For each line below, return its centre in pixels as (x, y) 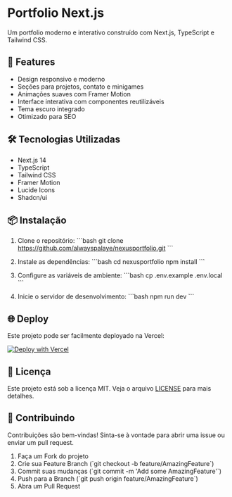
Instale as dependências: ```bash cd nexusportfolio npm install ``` (111, 262)
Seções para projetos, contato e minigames (80, 87)
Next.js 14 (32, 160)
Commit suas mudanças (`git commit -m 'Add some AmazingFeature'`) (120, 471)
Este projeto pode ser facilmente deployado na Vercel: (86, 336)
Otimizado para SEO (47, 116)
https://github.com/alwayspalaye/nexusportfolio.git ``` (95, 249)
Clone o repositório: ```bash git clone (70, 241)
